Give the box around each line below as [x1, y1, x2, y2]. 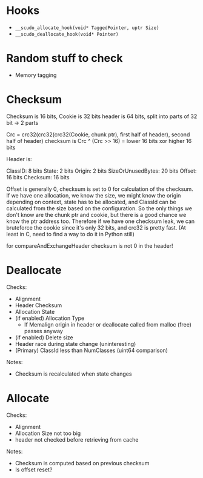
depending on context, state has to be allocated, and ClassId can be [6, 198, 177, 205]
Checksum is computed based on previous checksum [15, 459, 150, 466]
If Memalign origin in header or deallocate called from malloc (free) [24, 320, 192, 328]
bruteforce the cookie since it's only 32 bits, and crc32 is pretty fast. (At [6, 224, 186, 231]
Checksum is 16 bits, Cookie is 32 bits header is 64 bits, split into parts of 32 [6, 113, 198, 120]
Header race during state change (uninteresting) [15, 340, 136, 347]
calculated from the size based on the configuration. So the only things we [6, 204, 193, 212]
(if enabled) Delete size [15, 334, 74, 341]
